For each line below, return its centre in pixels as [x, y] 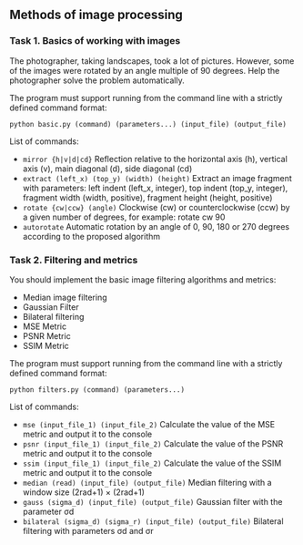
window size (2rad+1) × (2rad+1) [84, 492]
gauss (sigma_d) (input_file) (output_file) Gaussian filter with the [152, 501]
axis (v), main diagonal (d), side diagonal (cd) [107, 169]
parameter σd [48, 511]
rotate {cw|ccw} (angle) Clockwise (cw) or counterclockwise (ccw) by [156, 207]
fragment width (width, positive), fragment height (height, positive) [147, 197]
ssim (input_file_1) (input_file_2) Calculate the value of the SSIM [152, 463]
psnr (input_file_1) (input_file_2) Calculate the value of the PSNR [153, 443]
